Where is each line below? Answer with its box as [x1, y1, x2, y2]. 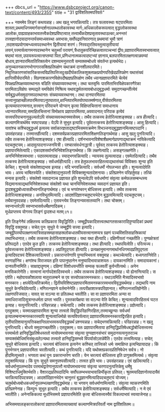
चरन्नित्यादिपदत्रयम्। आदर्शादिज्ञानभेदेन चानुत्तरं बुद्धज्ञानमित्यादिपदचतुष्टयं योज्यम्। [5, 375, 129, 380]
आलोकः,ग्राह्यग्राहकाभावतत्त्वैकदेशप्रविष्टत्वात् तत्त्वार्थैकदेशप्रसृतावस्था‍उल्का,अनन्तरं [5, 31, 127, 36]
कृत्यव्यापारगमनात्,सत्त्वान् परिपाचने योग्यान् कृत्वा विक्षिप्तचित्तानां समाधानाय [5, 103, 119, 108]
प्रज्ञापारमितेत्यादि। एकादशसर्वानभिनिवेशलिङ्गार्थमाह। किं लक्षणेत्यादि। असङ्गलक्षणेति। [5, 148, 139, 153]
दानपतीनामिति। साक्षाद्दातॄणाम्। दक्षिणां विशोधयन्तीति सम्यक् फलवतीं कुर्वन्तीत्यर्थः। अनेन [5, 263, 139, 269]
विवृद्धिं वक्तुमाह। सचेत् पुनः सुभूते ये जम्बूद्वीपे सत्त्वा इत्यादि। [5, 224, 95, 230]
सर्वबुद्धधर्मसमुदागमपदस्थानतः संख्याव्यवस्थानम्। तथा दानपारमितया [5, 92, 105, 98]
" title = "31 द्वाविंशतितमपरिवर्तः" [51, 9, 105, 15]
